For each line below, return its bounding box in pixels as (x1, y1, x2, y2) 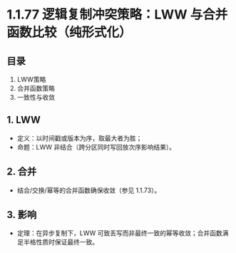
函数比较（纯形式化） (6, 24, 133, 41)
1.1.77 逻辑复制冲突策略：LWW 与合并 (6, 6, 228, 23)
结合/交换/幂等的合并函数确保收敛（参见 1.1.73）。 (16, 186, 161, 195)
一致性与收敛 (16, 93, 55, 101)
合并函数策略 (16, 84, 55, 93)
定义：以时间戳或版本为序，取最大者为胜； (16, 133, 143, 143)
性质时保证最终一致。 (36, 238, 99, 247)
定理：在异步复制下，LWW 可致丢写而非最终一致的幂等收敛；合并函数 (16, 229, 222, 237)
